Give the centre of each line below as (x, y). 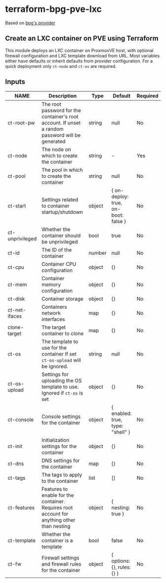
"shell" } (121, 432)
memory (51, 285)
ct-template (22, 540)
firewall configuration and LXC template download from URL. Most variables (83, 56)
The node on (56, 149)
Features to (55, 489)
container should (61, 235)
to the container (60, 481)
